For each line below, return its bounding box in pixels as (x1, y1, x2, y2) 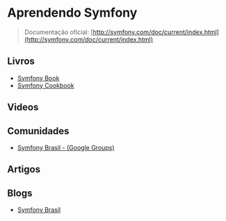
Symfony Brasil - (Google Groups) (17, 143, 115, 152)
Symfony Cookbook (17, 81, 74, 90)
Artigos (7, 163, 40, 175)
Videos (7, 101, 39, 113)
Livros (7, 56, 35, 67)
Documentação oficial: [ (24, 28, 93, 36)
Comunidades (7, 125, 70, 137)
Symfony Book (17, 74, 60, 82)
